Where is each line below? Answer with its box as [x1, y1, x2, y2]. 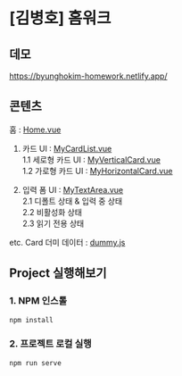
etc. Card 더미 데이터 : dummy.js [9, 237, 126, 247]
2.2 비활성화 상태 [21, 206, 83, 217]
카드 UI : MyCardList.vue [21, 143, 112, 154]
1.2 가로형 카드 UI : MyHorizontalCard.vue [21, 165, 173, 176]
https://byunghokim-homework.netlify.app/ [9, 71, 168, 81]
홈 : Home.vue [9, 124, 62, 135]
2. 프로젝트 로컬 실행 [9, 338, 92, 350]
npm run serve [9, 358, 62, 367]
